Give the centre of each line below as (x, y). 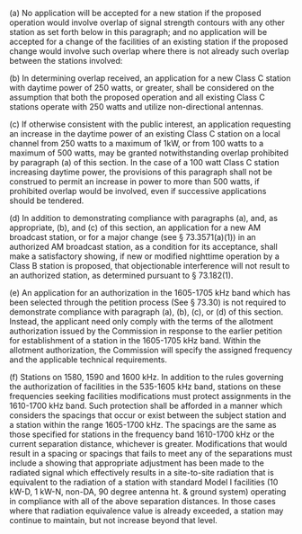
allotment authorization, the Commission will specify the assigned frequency (151, 350)
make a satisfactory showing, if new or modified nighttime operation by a (145, 256)
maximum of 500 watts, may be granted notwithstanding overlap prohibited (149, 153)
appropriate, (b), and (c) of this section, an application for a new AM (135, 227)
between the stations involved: (66, 61)
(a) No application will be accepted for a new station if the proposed (135, 13)
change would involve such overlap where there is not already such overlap (149, 51)
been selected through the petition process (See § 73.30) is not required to (148, 302)
